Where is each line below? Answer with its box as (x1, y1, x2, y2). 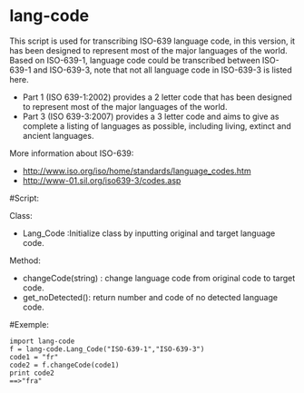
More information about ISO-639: (9, 147, 134, 159)
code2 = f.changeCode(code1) (9, 360, 120, 369)
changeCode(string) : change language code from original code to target (22, 272, 296, 283)
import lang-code (9, 337, 75, 346)
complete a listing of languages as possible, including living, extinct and (22, 120, 292, 132)
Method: (9, 255, 41, 266)
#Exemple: (9, 319, 50, 329)
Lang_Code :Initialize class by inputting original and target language (22, 228, 276, 239)
